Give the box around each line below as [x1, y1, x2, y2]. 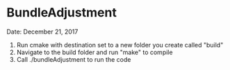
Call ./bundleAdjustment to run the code [16, 55, 131, 63]
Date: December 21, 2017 [6, 27, 79, 36]
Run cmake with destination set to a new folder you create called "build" [16, 40, 224, 49]
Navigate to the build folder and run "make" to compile [16, 48, 173, 56]
